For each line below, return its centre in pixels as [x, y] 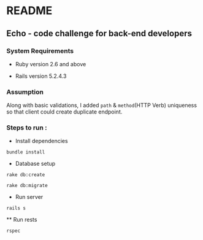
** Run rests [22, 220]
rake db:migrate [27, 186]
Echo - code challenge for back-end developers [99, 33]
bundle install [26, 152]
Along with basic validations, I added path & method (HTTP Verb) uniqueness [102, 106]
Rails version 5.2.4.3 [41, 76]
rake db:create [26, 175]
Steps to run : [27, 128]
